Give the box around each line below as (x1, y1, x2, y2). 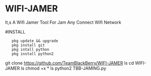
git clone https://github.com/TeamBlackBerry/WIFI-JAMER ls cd (5, 60, 134, 66)
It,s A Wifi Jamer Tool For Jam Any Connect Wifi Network (5, 19, 121, 25)
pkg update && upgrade (11, 38, 58, 43)
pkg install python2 (11, 51, 54, 56)
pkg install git (11, 42, 45, 47)
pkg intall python (11, 47, 50, 52)
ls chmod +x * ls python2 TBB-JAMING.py (21, 65, 107, 71)
